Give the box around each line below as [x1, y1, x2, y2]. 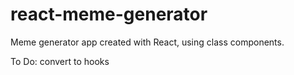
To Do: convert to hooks [10, 55, 110, 67]
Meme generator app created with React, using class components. [10, 36, 285, 48]
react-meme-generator [10, 3, 208, 26]
